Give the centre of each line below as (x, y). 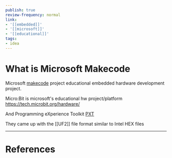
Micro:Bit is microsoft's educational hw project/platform (64, 98)
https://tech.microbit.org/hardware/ (43, 104)
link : (11, 19)
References (30, 149)
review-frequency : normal (33, 15)
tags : (11, 39)
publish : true (20, 10)
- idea (12, 44)
